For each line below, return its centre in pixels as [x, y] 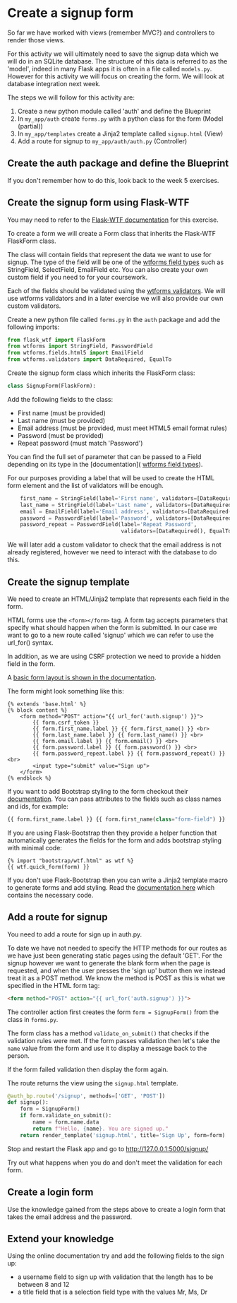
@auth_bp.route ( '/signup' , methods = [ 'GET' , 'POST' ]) [86, 1096]
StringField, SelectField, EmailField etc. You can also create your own [108, 269]
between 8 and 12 [43, 1285]
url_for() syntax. [30, 643]
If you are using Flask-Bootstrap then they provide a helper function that [112, 833]
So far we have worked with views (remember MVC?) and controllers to [111, 32]
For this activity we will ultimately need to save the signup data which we [113, 54]
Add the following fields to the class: [60, 399]
